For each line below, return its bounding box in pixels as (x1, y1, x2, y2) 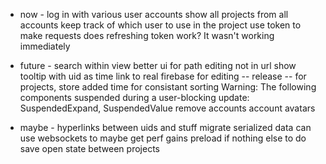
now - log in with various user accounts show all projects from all (19, 9, 289, 20)
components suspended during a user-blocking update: (19, 92, 250, 103)
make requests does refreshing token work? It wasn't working (19, 30, 275, 41)
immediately (19, 40, 71, 52)
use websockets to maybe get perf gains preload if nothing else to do (19, 132, 307, 144)
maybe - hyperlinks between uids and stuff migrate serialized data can (19, 122, 312, 133)
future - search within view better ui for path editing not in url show (19, 60, 297, 71)
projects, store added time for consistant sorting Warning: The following (19, 81, 317, 93)
